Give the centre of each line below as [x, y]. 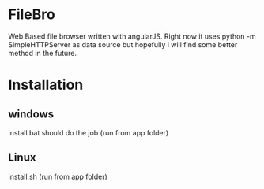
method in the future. [43, 53]
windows [31, 114]
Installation [46, 85]
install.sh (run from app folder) [58, 176]
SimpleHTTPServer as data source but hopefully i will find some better [123, 44]
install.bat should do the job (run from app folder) [89, 132]
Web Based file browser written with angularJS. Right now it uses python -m [132, 36]
